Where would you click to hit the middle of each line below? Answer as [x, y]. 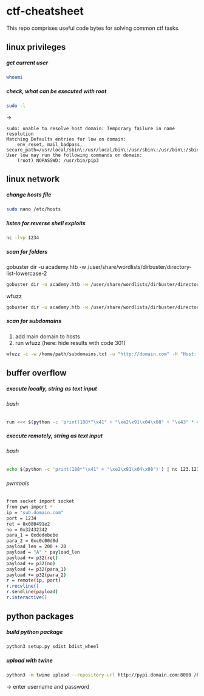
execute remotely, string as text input [55, 436]
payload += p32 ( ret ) [32, 558]
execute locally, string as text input [52, 388]
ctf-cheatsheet [45, 11]
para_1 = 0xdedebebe [32, 535]
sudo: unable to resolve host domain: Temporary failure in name [90, 129]
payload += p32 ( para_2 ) [36, 575]
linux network [33, 179]
